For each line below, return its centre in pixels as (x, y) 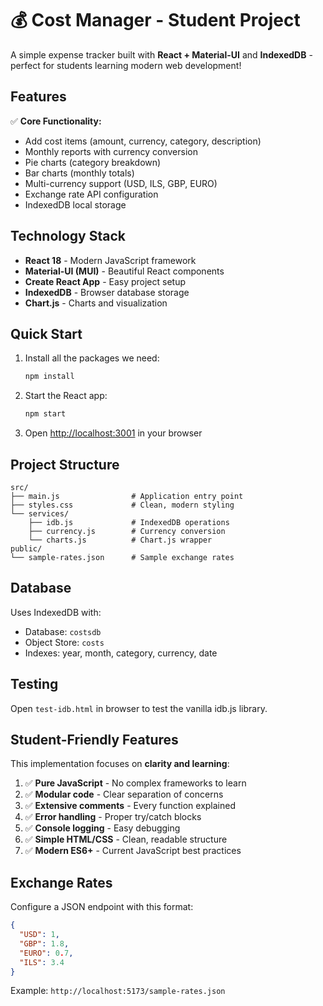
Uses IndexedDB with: (56, 612)
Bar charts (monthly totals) (79, 173)
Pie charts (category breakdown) (93, 162)
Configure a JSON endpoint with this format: (102, 907)
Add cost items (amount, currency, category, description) (143, 141)
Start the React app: (66, 396)
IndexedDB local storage (75, 204)
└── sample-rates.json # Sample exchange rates (122, 557)
